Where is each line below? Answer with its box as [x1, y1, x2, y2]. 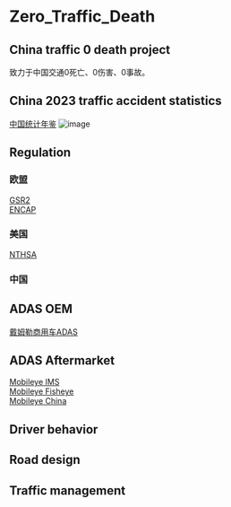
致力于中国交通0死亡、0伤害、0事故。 [9, 67, 150, 77]
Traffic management [9, 483, 126, 498]
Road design [9, 452, 81, 468]
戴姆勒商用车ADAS [9, 326, 78, 337]
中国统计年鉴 [9, 118, 56, 129]
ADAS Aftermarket [9, 353, 115, 368]
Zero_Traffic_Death [9, 6, 156, 27]
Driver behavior [9, 422, 98, 437]
